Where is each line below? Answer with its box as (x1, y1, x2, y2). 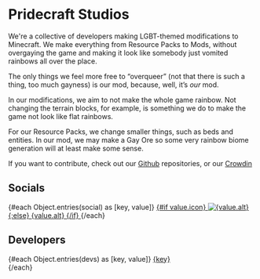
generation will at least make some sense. (8, 143, 144, 153)
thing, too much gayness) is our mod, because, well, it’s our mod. (8, 80, 219, 89)
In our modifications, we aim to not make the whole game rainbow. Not (8, 95, 237, 104)
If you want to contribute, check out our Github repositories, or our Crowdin (8, 158, 253, 168)
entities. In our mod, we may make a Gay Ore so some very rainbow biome (8, 135, 249, 144)
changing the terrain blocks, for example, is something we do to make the (8, 103, 247, 113)
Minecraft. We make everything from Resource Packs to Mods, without (8, 39, 237, 49)
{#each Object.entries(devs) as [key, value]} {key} (8, 254, 170, 263)
